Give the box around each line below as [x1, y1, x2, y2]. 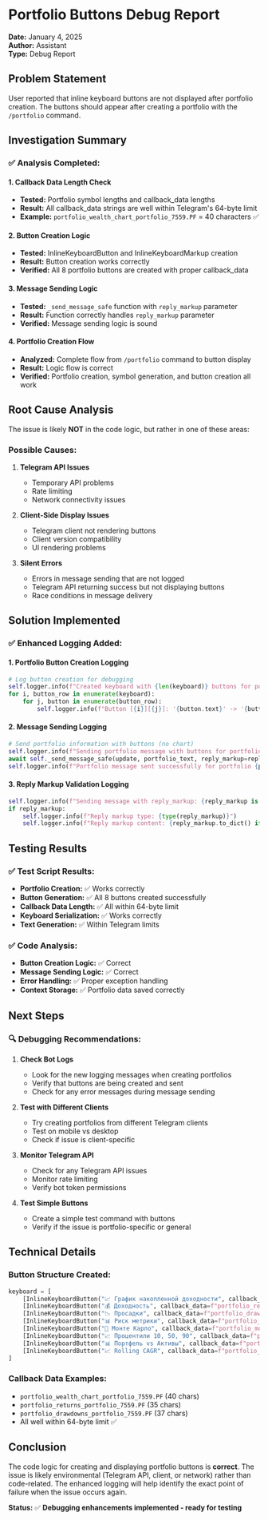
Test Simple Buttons [19, 1198, 89, 1208]
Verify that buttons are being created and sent [31, 1078, 183, 1088]
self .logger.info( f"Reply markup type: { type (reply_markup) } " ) [22, 812, 238, 820]
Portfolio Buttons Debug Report [8, 6, 220, 24]
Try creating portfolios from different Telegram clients [31, 1117, 209, 1127]
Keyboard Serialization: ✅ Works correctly [19, 911, 162, 920]
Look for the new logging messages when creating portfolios [31, 1070, 232, 1079]
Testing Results [8, 841, 88, 855]
